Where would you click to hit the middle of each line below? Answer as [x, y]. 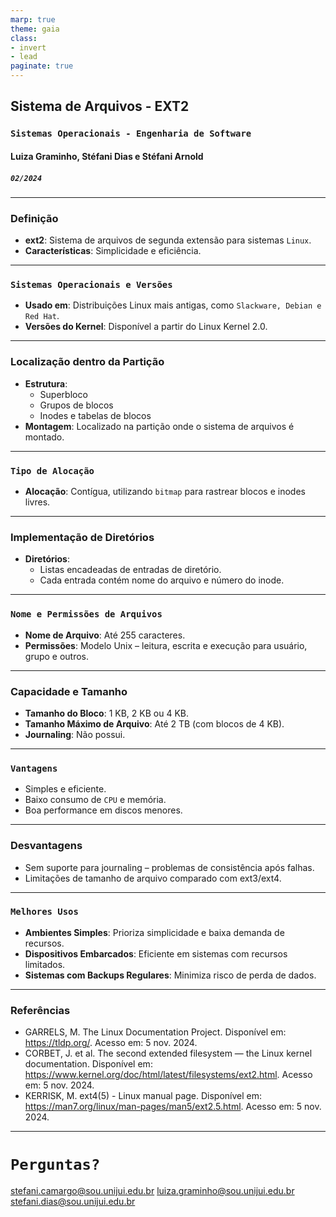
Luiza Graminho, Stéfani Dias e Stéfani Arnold [107, 156]
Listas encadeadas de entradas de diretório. [130, 570]
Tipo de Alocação [52, 470]
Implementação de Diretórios [82, 537]
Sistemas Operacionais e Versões [91, 285]
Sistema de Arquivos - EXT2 [100, 106]
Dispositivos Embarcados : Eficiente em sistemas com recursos [156, 953]
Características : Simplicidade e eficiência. [113, 251]
